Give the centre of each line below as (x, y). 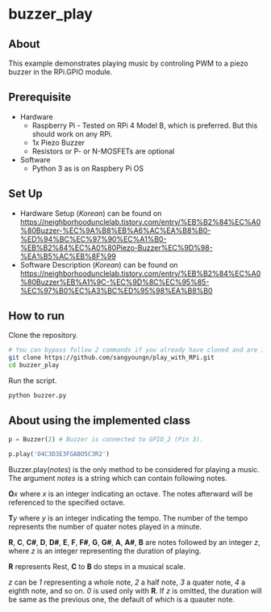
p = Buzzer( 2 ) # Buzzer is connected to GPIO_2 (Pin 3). (106, 439)
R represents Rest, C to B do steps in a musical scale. (97, 566)
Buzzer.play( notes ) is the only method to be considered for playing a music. (134, 469)
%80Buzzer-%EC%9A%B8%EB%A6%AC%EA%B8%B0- (115, 230)
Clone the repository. (43, 336)
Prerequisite (40, 97)
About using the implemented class (100, 421)
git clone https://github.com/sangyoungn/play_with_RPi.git (112, 358)
